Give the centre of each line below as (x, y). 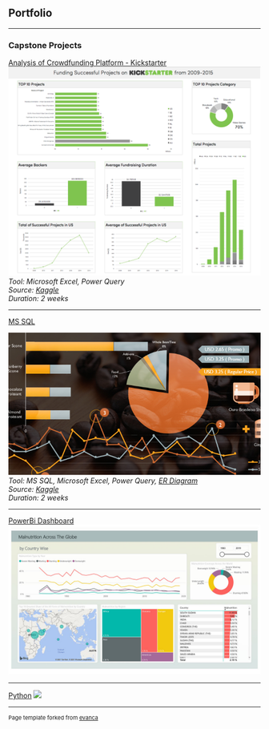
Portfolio (30, 13)
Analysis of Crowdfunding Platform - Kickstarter (88, 62)
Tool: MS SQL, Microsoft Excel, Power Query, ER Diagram (103, 481)
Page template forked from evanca (53, 718)
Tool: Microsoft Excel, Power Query (66, 282)
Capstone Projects (45, 45)
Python (20, 695)
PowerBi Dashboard (41, 521)
